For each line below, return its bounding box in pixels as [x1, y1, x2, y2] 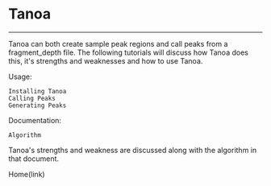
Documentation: [8, 115, 62, 125]
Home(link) [8, 169, 46, 179]
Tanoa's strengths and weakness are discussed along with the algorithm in [8, 145, 256, 155]
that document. [8, 154, 59, 163]
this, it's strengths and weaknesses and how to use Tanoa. [8, 56, 203, 65]
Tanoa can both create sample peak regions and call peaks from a [8, 39, 228, 48]
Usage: [8, 72, 32, 81]
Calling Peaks [8, 94, 56, 102]
